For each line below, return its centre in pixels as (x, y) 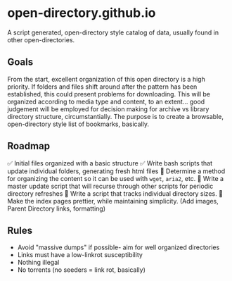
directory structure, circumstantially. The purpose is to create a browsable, (115, 116)
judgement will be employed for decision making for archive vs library (108, 109)
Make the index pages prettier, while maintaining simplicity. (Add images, (113, 201)
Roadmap (29, 146)
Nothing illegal (38, 263)
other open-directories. (41, 39)
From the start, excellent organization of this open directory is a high (106, 79)
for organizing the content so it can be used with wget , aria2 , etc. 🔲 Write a (115, 178)
